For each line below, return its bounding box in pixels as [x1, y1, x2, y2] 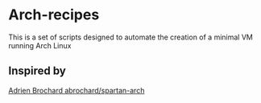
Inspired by [8, 64, 66, 78]
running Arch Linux [8, 40, 72, 50]
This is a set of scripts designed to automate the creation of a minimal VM [8, 32, 254, 42]
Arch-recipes [8, 6, 100, 24]
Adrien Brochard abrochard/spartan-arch [8, 85, 145, 95]
